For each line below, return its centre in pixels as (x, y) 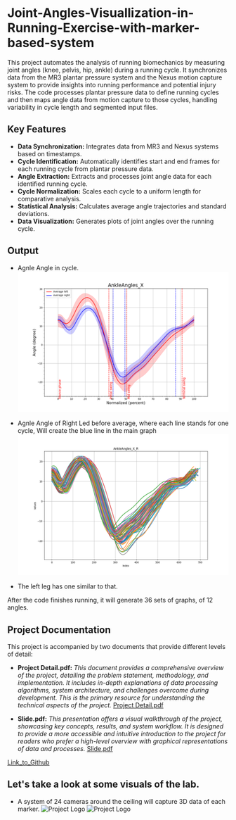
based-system (51, 43)
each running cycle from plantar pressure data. (85, 169)
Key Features (37, 129)
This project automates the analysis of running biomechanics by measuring (116, 62)
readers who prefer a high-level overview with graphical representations (123, 741)
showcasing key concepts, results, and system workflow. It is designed (120, 726)
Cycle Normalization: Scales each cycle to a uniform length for (109, 191)
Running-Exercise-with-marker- (104, 28)
